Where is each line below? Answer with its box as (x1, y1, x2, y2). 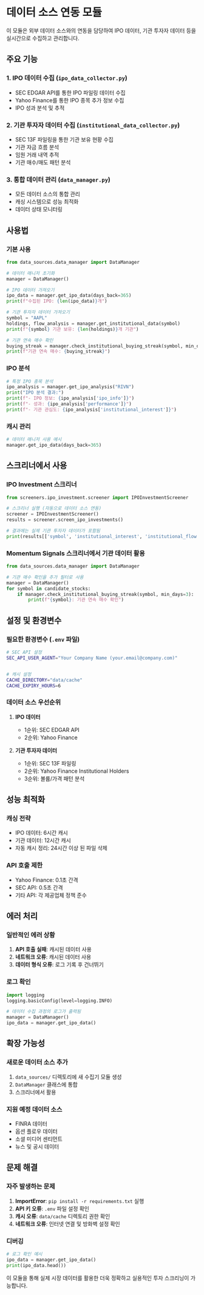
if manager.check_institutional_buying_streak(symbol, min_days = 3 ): (17, 591, 194, 597)
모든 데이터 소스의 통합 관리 (15, 190, 81, 198)
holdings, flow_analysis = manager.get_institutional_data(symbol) (6, 321, 181, 327)
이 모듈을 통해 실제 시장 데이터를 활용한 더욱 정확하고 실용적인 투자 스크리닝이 (6, 1274, 189, 1282)
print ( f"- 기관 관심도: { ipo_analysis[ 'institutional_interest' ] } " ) (6, 406, 177, 413)
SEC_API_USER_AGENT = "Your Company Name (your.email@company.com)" (6, 655, 178, 661)
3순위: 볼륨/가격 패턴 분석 (24, 775, 85, 782)
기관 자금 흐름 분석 (15, 143, 59, 151)
